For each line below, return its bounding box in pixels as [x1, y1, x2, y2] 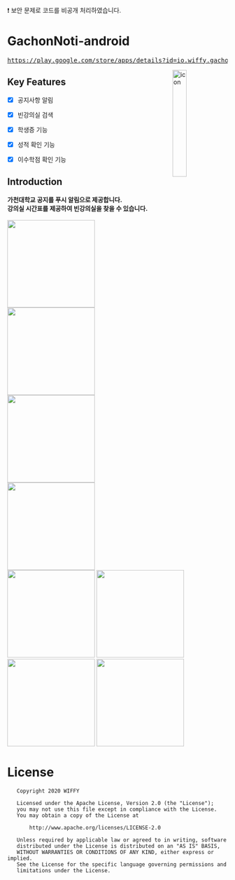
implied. [7, 855, 33, 862]
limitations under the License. [16, 867, 111, 874]
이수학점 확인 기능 [17, 155, 66, 163]
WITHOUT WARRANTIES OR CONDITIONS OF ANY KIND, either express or [16, 848, 215, 855]
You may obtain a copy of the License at [16, 811, 139, 819]
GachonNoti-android [7, 34, 130, 49]
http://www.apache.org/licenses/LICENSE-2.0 [29, 824, 161, 831]
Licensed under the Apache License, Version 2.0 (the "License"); [16, 799, 215, 806]
